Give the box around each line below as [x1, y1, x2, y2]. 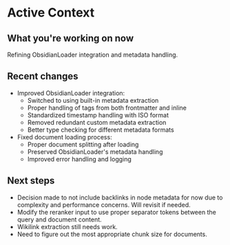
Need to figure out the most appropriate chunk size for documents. [17, 230, 208, 238]
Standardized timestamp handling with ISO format [27, 110, 169, 119]
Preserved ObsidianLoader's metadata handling [27, 147, 163, 156]
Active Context [7, 5, 95, 21]
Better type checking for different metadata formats [27, 126, 174, 134]
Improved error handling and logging [27, 155, 132, 163]
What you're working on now [7, 32, 134, 44]
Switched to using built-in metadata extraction [27, 96, 159, 104]
